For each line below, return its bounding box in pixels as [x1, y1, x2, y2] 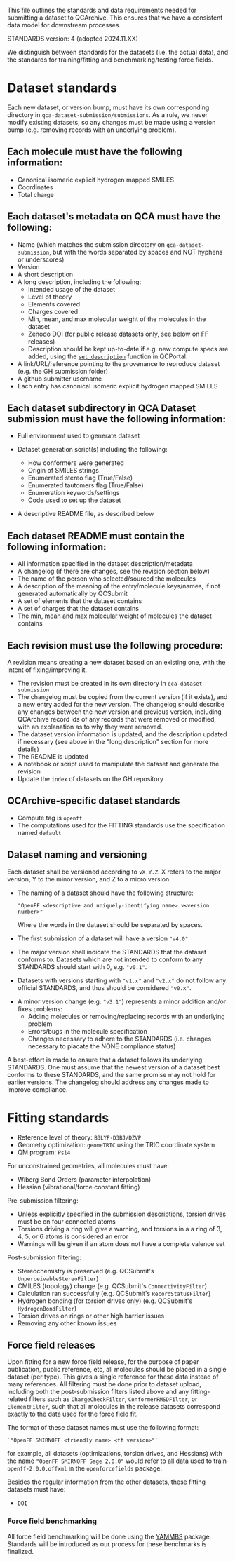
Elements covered [27, 299, 81, 308]
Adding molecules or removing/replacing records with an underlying [27, 1012, 226, 1020]
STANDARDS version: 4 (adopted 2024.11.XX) [7, 34, 139, 43]
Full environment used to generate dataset [17, 431, 140, 440]
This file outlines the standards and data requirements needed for [7, 6, 197, 14]
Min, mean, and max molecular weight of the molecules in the [27, 315, 206, 323]
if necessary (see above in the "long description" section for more [17, 738, 209, 745]
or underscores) [17, 255, 65, 264]
